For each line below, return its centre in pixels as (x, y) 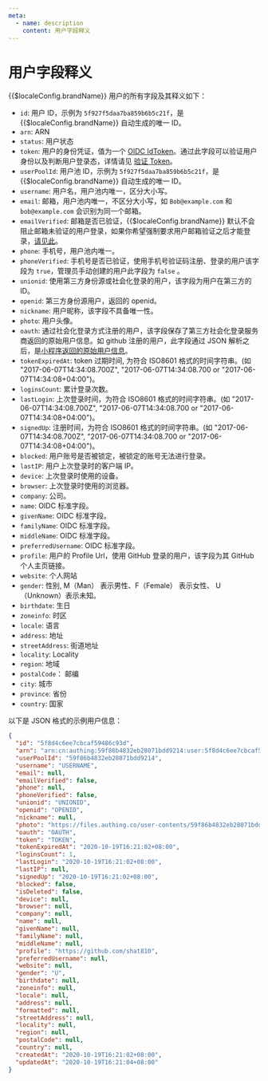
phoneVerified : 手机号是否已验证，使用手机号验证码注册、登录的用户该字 (139, 261)
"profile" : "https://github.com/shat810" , (87, 951)
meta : (17, 16)
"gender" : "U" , (41, 973)
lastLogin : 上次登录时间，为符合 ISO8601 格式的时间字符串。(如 (125, 399)
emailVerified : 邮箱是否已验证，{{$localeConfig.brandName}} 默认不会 (137, 221)
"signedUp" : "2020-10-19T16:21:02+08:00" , (87, 877)
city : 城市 (36, 684)
